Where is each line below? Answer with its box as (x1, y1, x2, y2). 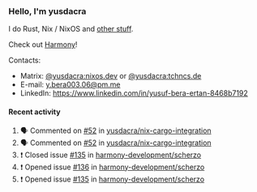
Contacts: (8, 55, 41, 66)
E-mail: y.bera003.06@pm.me (19, 79, 121, 90)
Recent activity (8, 107, 61, 117)
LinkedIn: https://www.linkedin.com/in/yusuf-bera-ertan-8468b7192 (19, 88, 249, 98)
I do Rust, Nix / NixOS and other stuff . (8, 24, 134, 34)
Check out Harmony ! (8, 40, 78, 49)
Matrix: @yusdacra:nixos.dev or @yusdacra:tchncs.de (19, 71, 202, 81)
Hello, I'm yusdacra (8, 6, 87, 17)
